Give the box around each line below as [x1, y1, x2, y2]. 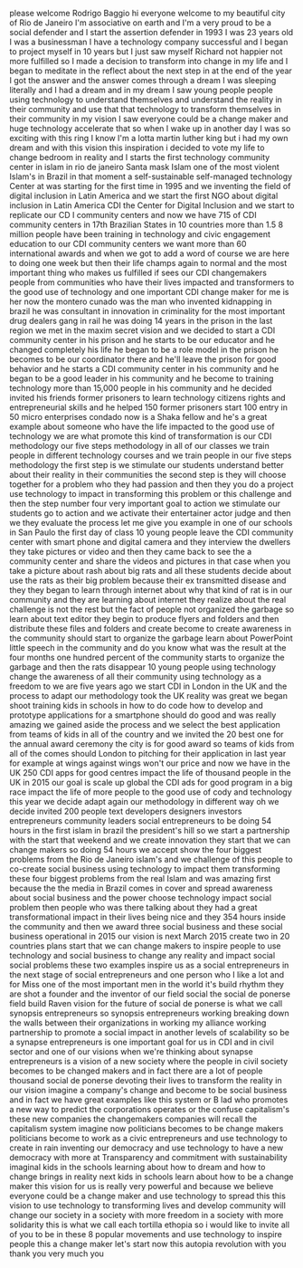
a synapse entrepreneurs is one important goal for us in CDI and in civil [9, 1036, 274, 1047]
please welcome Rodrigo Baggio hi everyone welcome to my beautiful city [9, 8, 286, 18]
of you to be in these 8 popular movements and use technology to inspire [9, 1229, 282, 1239]
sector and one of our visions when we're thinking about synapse [9, 1046, 253, 1057]
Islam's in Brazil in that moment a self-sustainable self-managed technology [9, 171, 292, 182]
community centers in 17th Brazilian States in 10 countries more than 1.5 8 [9, 219, 283, 230]
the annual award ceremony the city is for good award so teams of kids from [9, 739, 295, 749]
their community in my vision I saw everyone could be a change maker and [9, 113, 289, 124]
